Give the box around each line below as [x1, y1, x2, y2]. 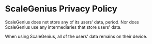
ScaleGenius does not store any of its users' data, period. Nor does [5, 19, 139, 25]
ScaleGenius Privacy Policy [5, 3, 118, 14]
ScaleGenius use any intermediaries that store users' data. [5, 24, 122, 30]
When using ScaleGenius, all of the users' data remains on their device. [5, 33, 148, 39]
